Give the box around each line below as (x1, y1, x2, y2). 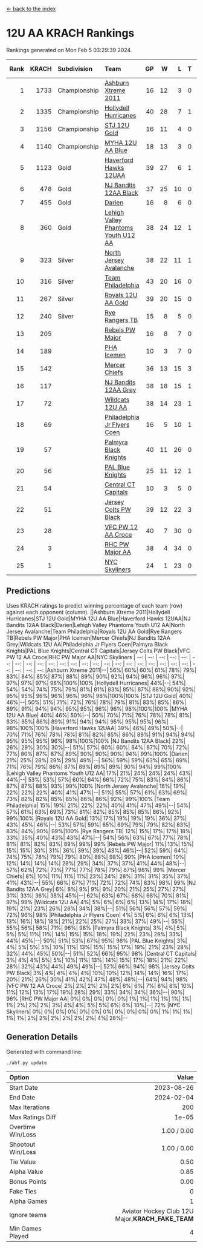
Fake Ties (9, 1187, 37, 1195)
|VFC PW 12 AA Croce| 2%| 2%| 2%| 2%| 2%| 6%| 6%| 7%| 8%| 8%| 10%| (6, 982, 194, 989)
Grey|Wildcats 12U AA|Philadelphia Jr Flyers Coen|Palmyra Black (6, 640, 168, 648)
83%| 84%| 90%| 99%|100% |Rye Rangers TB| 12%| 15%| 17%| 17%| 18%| (6, 827, 193, 834)
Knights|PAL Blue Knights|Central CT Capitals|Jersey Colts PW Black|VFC (6, 647, 190, 654)
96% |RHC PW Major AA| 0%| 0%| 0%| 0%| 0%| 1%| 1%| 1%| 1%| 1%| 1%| (6, 995, 192, 1002)
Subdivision (57, 64, 92, 73)
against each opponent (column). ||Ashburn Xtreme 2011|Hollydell (6, 608, 170, 616)
